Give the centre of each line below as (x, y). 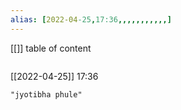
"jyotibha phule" (46, 94)
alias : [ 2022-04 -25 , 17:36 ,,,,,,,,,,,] (91, 19)
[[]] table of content (51, 48)
